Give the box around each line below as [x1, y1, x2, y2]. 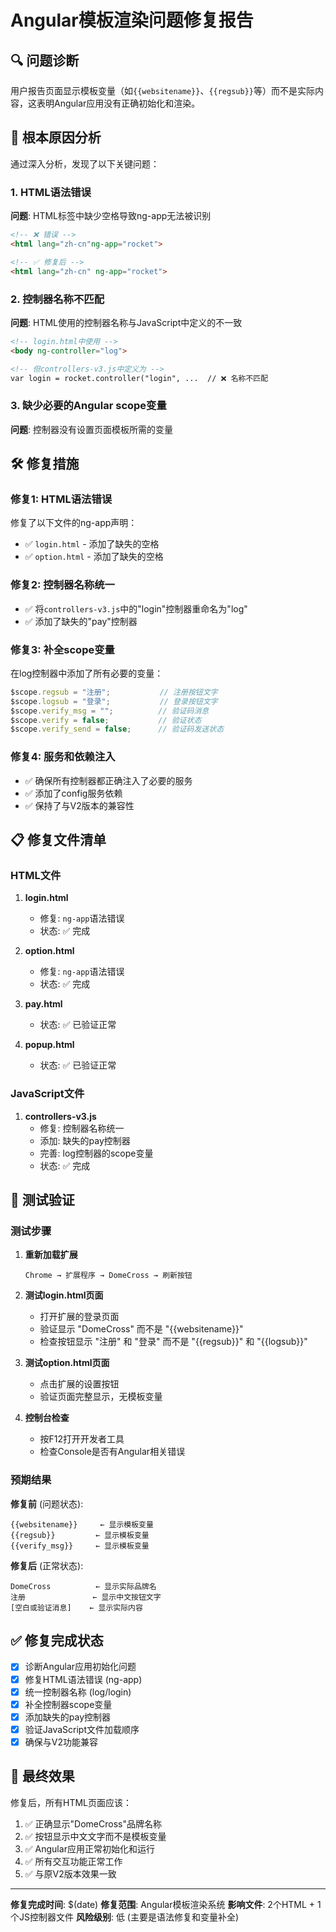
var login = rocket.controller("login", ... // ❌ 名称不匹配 [10, 373, 269, 383]
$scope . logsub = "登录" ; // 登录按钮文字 [10, 696, 218, 706]
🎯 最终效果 [10, 1768, 75, 1785]
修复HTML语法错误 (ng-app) [24, 1673, 143, 1685]
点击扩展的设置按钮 [39, 1378, 120, 1390]
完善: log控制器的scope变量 [39, 1147, 154, 1159]
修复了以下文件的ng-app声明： [10, 517, 138, 529]
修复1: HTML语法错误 [10, 492, 113, 506]
